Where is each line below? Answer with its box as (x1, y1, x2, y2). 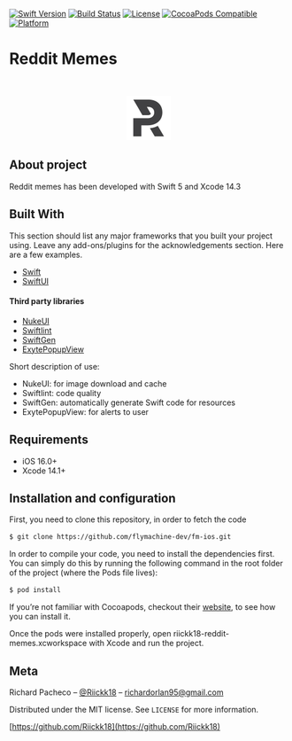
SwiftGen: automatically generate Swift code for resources (21, 397, 236, 408)
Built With (9, 207, 65, 222)
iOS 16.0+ (21, 456, 58, 466)
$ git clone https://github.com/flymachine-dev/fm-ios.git (9, 533, 232, 542)
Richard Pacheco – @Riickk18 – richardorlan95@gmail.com (9, 687, 224, 698)
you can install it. (9, 612, 71, 622)
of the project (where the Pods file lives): (9, 567, 158, 578)
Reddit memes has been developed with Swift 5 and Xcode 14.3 (9, 181, 242, 191)
